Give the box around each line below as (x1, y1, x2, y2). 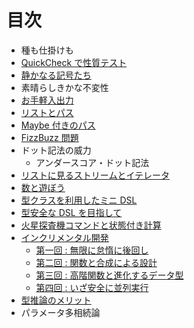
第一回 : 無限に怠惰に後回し (35, 244, 149, 256)
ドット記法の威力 (20, 144, 92, 156)
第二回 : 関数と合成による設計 (35, 256, 158, 268)
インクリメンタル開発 (20, 231, 109, 243)
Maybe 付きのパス (20, 119, 96, 131)
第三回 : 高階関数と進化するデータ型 (35, 269, 184, 281)
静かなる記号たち (20, 69, 92, 81)
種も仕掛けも (20, 44, 74, 56)
